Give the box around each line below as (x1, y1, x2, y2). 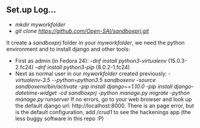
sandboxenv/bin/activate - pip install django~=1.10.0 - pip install (15, 83, 173, 90)
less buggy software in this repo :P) (15, 115, 104, 122)
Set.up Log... (6, 5, 56, 15)
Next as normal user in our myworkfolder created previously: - (15, 69, 172, 77)
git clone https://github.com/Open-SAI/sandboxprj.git (15, 27, 150, 34)
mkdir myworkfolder (15, 21, 65, 28)
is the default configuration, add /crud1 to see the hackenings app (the (15, 108, 192, 115)
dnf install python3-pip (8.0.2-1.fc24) (37, 63, 130, 71)
